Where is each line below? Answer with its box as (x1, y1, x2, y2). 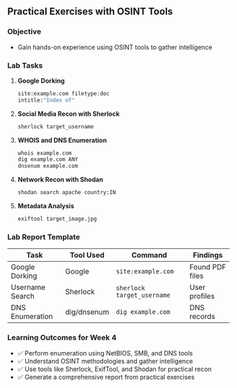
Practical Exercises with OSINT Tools (7, 6, 174, 18)
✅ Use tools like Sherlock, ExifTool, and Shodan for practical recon (17, 365, 212, 373)
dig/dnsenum (65, 307, 109, 317)
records (189, 312, 216, 322)
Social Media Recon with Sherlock (17, 109, 120, 118)
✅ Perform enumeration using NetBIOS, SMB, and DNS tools (17, 348, 193, 357)
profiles (189, 291, 215, 301)
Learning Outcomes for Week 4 (7, 333, 117, 343)
